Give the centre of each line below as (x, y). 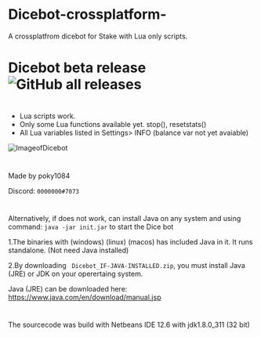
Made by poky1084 (39, 176)
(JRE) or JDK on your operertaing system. (76, 274)
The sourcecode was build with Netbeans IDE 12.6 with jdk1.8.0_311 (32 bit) (129, 324)
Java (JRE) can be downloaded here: (68, 288)
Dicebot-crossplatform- (87, 14)
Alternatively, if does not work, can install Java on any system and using (125, 218)
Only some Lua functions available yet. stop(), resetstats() (113, 125)
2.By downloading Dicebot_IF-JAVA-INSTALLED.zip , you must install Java (127, 265)
